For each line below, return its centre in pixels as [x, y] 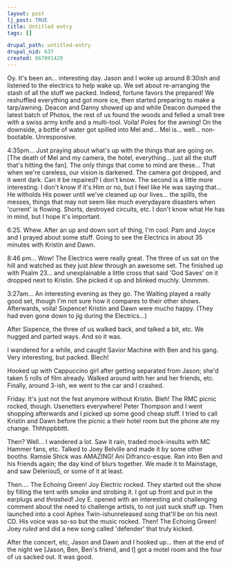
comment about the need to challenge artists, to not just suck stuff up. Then [115, 506]
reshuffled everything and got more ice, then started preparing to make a [111, 100]
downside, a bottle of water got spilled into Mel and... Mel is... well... [104, 130]
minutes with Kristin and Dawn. [51, 245]
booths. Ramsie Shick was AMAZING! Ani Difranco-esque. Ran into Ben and [115, 456]
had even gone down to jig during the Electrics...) [77, 315]
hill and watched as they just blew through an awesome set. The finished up [115, 265]
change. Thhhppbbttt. [38, 428]
